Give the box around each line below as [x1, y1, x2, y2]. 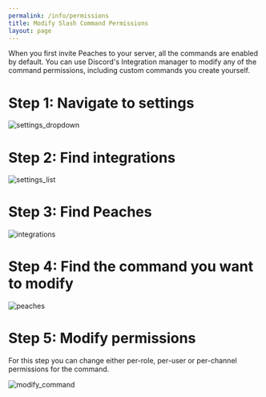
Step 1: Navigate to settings [8, 94, 195, 112]
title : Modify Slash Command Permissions [8, 19, 149, 27]
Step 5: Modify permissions [8, 330, 196, 347]
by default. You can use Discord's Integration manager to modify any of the [8, 57, 257, 67]
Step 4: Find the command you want [8, 257, 254, 276]
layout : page [8, 26, 52, 34]
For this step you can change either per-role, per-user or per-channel [8, 356, 238, 366]
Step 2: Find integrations [8, 148, 176, 167]
